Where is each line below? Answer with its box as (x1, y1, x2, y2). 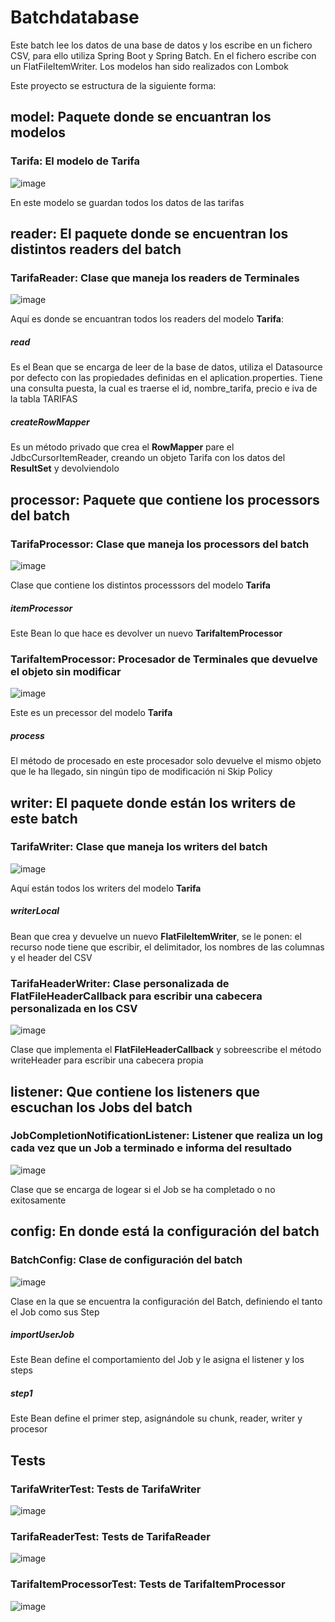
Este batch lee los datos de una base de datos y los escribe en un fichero (10, 39, 313, 51)
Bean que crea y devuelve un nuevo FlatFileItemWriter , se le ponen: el (10, 930, 302, 942)
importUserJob (10, 1329, 75, 1341)
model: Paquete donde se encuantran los (10, 109, 272, 126)
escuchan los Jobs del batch (10, 1099, 193, 1116)
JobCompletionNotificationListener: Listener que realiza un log (10, 1129, 323, 1143)
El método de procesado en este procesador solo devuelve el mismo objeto (10, 755, 322, 767)
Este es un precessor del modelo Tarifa (10, 707, 173, 719)
